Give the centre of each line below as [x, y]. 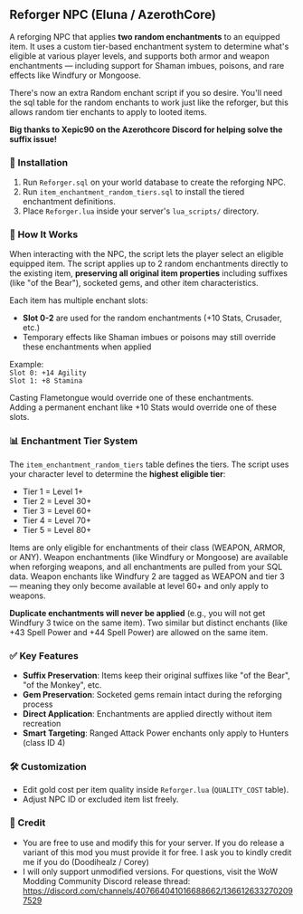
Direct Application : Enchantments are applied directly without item [147, 714]
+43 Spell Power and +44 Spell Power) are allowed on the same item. [139, 632]
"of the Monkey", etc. [62, 685]
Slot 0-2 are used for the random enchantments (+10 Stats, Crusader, [152, 318]
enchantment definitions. [69, 202]
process [38, 704]
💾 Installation [39, 162]
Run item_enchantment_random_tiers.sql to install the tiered [133, 192]
